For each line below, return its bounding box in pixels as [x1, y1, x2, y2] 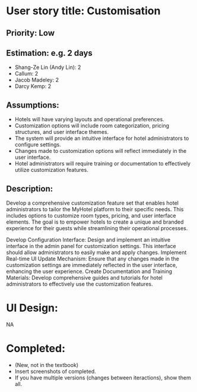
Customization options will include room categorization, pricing [14, 122, 170, 129]
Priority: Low [6, 28, 55, 38]
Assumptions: [6, 100, 59, 110]
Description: [6, 183, 53, 194]
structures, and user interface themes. [14, 128, 109, 136]
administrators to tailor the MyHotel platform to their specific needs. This [6, 206, 184, 213]
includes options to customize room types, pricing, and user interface [6, 212, 176, 219]
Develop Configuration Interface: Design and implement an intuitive [6, 236, 171, 243]
